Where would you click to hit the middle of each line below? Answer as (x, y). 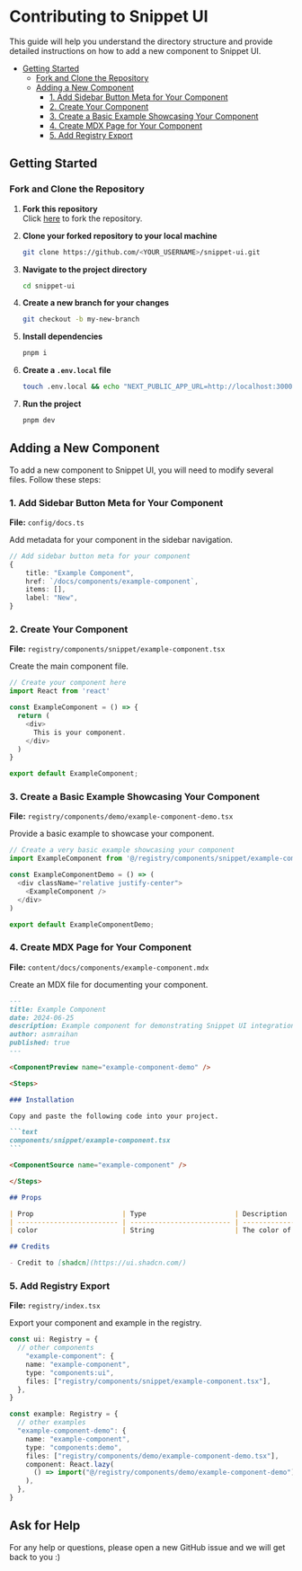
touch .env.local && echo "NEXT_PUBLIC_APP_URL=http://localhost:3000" (159, 387)
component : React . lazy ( (70, 1464)
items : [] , (46, 590)
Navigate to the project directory (84, 269)
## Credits (30, 1247)
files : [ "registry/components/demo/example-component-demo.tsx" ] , (152, 1456)
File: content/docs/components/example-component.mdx (109, 967)
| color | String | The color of (151, 1230)
